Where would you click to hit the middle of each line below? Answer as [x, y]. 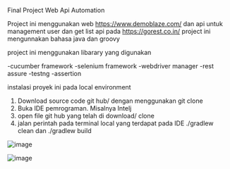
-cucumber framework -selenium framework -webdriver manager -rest [110, 66]
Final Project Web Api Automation [56, 10]
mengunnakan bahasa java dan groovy [63, 39]
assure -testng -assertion [44, 74]
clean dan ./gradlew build [54, 131]
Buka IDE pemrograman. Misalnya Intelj [74, 108]
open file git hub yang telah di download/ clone [86, 116]
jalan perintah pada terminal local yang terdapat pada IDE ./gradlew [115, 123]
